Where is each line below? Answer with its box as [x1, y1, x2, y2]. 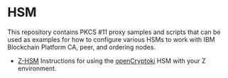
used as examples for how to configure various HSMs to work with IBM [7, 35, 215, 43]
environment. [17, 64, 57, 72]
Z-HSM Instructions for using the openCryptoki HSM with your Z [17, 56, 206, 65]
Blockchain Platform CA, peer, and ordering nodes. [7, 43, 156, 51]
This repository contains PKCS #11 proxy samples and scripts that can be [7, 28, 221, 36]
